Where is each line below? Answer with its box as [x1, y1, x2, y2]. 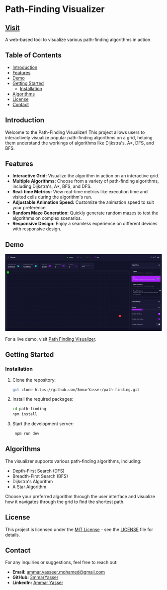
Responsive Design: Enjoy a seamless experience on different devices [12, 221, 158, 227]
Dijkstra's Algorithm [12, 478, 53, 484]
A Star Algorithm [12, 484, 47, 490]
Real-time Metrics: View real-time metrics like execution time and [12, 189, 148, 195]
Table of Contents [5, 51, 62, 59]
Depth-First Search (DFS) [12, 468, 65, 474]
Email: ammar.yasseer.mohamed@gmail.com [12, 569, 105, 575]
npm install [12, 412, 37, 417]
